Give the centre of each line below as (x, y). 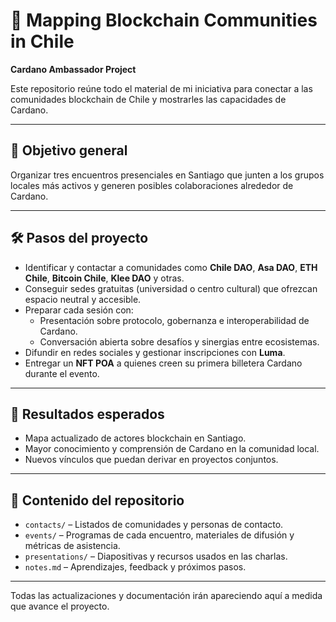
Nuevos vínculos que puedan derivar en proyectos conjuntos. (151, 460)
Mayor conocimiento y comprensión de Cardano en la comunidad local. (172, 449)
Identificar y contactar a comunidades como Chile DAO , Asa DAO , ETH (171, 267)
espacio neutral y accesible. (83, 299)
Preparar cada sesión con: (79, 310)
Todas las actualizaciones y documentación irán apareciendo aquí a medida (166, 596)
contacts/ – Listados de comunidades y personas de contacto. (154, 525)
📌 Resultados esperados (87, 414)
